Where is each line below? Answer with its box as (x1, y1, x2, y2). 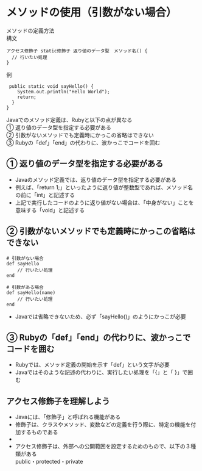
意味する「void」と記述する (15, 206, 85, 214)
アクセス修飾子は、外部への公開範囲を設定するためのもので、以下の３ (15, 443, 191, 450)
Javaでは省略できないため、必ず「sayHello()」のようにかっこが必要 (15, 312, 187, 320)
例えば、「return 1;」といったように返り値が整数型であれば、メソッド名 (15, 184, 193, 191)
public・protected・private (15, 458, 83, 466)
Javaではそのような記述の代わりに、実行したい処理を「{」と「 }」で (15, 369, 188, 376)
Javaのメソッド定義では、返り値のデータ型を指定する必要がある (15, 176, 177, 183)
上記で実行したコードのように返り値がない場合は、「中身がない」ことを (15, 199, 194, 206)
